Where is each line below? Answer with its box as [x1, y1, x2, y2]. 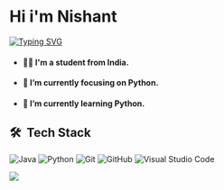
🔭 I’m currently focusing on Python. [22, 77, 159, 88]
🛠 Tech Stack [9, 125, 92, 140]
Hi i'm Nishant [9, 6, 117, 27]
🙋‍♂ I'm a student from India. [22, 57, 129, 68]
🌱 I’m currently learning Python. [22, 97, 145, 109]
